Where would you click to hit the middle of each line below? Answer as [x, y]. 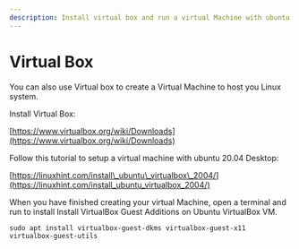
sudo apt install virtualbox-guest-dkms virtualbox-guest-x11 [128, 228]
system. [24, 96]
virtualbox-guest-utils [54, 236]
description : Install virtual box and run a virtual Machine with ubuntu [150, 17]
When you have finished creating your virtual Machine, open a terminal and [148, 202]
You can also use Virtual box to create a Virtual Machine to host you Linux [145, 87]
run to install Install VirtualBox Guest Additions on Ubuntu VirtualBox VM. [143, 211]
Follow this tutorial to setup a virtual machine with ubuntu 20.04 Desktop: [144, 158]
